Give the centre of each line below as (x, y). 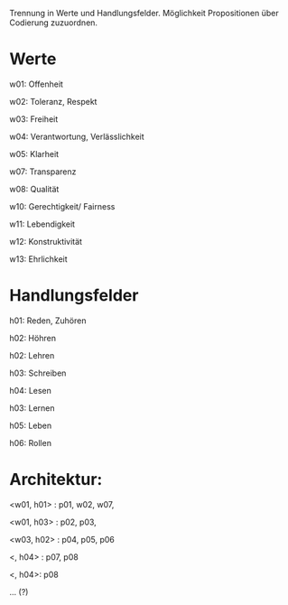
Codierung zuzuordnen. (53, 23)
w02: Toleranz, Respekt (53, 101)
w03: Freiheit (34, 119)
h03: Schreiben (38, 373)
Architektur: (56, 480)
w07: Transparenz (43, 172)
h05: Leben (31, 425)
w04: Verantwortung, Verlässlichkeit (77, 136)
